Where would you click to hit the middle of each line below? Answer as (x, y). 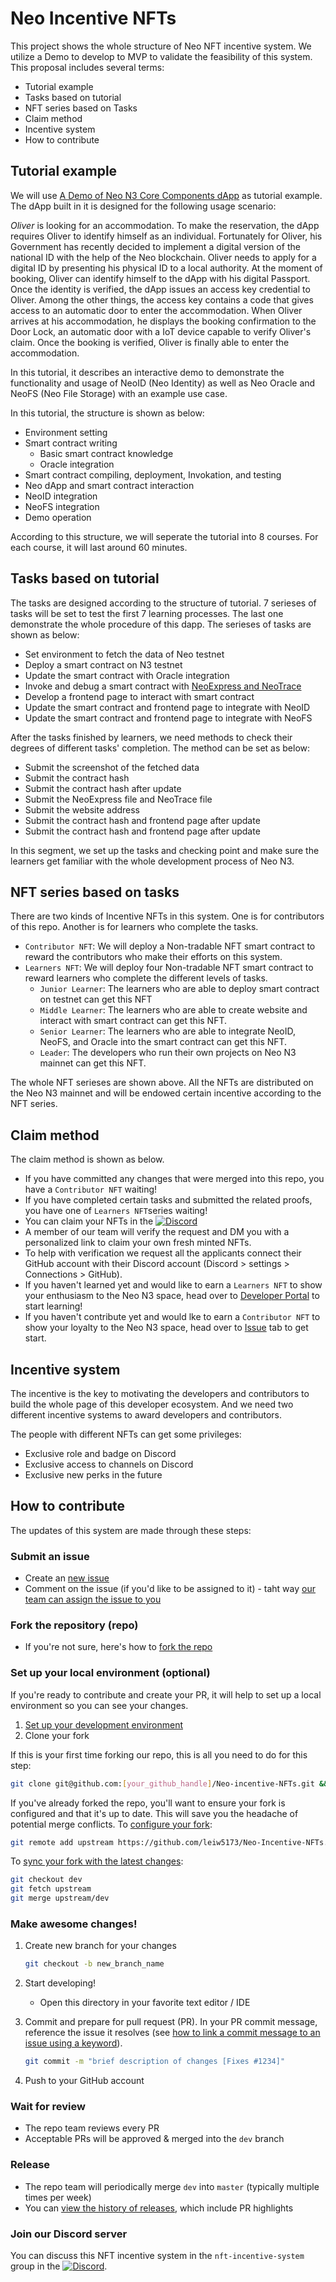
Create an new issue (67, 1578)
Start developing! (60, 1983)
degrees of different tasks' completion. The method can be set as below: (160, 748)
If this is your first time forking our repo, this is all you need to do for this (159, 1754)
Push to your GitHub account (84, 2081)
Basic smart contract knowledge (106, 453)
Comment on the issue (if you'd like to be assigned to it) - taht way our (170, 1589)
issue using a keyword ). (73, 2043)
